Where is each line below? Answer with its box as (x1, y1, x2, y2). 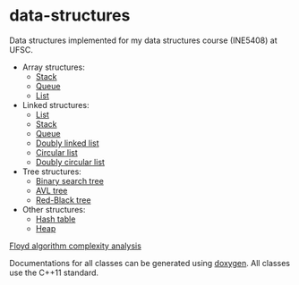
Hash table (35, 214, 76, 224)
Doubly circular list (35, 156, 106, 167)
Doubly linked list (35, 138, 100, 148)
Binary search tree (35, 175, 105, 186)
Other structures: (21, 204, 86, 214)
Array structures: (21, 62, 85, 72)
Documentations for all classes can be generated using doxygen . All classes (9, 257, 291, 268)
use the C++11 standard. (9, 267, 99, 278)
